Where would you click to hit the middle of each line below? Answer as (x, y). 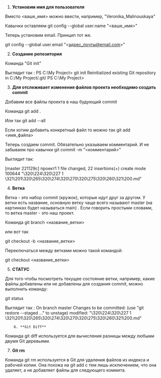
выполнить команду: (26, 289)
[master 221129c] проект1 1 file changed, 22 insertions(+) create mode (75, 168)
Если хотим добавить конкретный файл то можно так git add (68, 130)
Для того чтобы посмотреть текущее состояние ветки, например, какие (80, 279)
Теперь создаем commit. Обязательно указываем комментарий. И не (77, 144)
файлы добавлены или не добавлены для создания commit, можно (74, 284)
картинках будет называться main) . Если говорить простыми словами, (79, 208)
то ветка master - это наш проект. (40, 213)
